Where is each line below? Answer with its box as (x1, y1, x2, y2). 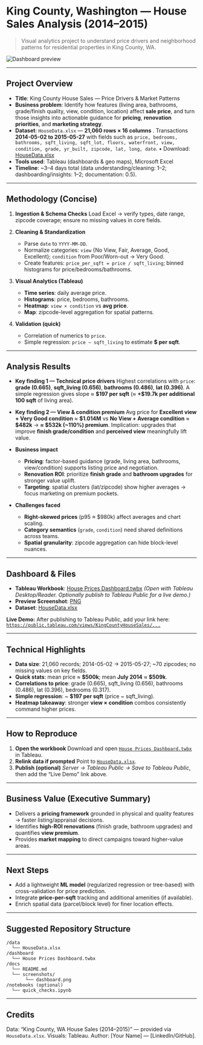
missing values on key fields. (14, 667, 88, 674)
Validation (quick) (14, 320, 61, 328)
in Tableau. (14, 751, 43, 758)
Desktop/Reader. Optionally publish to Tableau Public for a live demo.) (14, 592, 191, 599)
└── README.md (11, 966, 47, 972)
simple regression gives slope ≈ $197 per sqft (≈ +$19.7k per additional (14, 391, 195, 398)
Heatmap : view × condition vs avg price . (24, 302, 129, 309)
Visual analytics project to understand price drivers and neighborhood (21, 37, 196, 44)
